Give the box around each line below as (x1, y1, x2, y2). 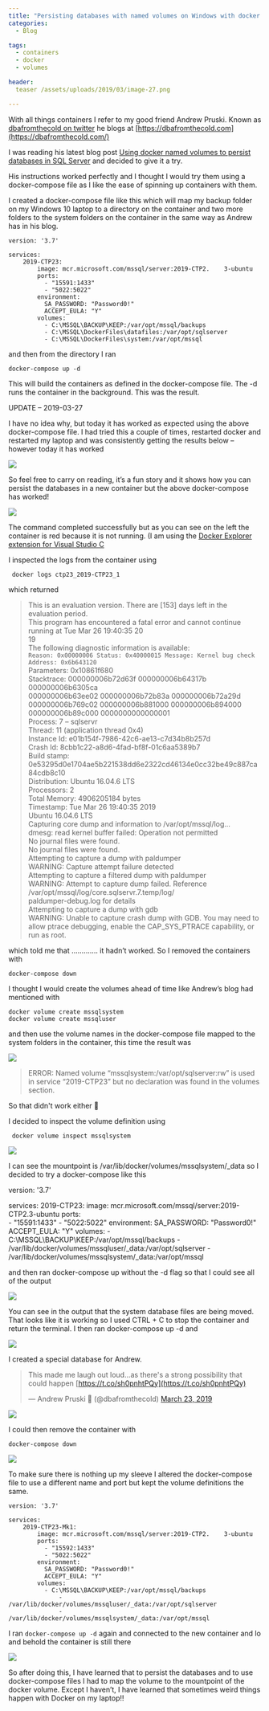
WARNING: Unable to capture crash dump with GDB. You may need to (27, 913, 259, 922)
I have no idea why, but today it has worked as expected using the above (8, 419, 250, 428)
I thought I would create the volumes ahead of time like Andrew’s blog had (8, 983, 254, 993)
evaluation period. (27, 608, 88, 619)
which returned (8, 584, 59, 594)
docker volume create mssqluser (8, 1015, 116, 1023)
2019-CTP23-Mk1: (22, 1523, 78, 1531)
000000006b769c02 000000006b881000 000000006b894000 (27, 700, 243, 709)
